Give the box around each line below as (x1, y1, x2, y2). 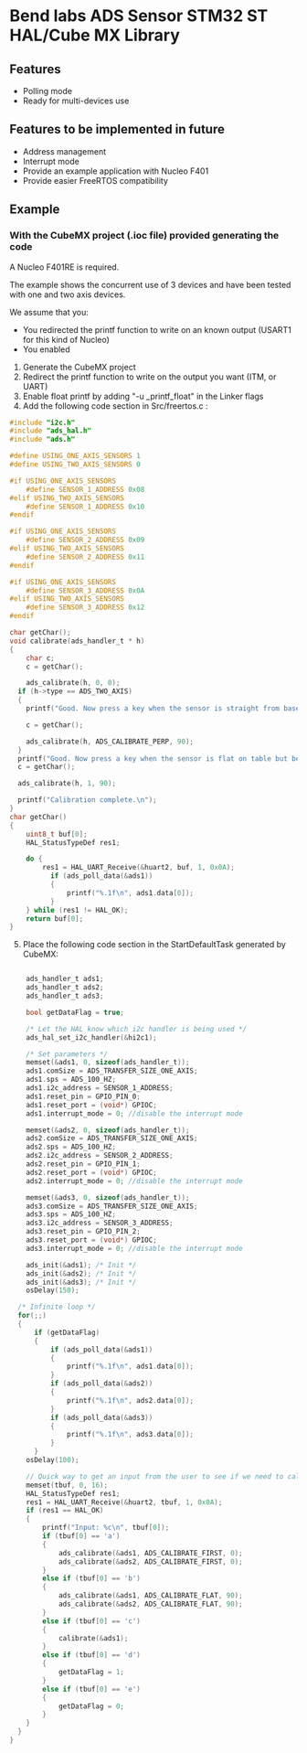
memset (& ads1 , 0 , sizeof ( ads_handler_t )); (26, 1058, 190, 1067)
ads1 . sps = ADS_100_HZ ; (26, 1075, 117, 1085)
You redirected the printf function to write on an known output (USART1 (22, 324, 292, 335)
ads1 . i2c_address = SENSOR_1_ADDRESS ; (26, 1084, 174, 1093)
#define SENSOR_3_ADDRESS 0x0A (26, 586, 145, 595)
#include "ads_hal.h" (9, 426, 92, 435)
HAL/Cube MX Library (9, 25, 181, 46)
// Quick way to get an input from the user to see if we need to (26, 1471, 284, 1481)
